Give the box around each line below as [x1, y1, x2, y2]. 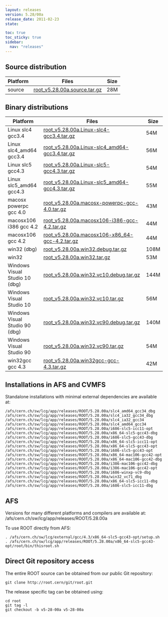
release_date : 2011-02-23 [5, 17, 59, 22]
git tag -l [5, 602, 28, 608]
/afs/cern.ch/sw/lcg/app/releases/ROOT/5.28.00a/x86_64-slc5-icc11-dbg [5, 479, 157, 484]
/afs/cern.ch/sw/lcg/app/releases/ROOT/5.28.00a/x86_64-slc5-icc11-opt [5, 439, 157, 444]
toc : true [5, 31, 26, 36]
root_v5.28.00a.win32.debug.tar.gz [43, 246, 127, 253]
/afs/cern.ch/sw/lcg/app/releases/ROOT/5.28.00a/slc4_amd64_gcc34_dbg [5, 409, 155, 414]
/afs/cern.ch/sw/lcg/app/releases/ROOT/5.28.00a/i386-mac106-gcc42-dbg [5, 461, 157, 466]
